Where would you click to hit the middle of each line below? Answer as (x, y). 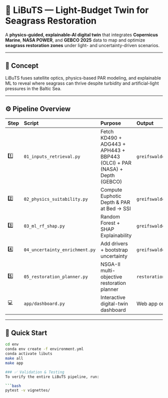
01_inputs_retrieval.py (52, 156)
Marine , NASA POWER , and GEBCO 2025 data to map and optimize (75, 40)
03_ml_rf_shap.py (44, 226)
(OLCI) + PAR (116, 163)
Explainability (116, 235)
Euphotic (111, 196)
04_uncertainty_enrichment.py (60, 250)
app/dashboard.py (44, 303)
